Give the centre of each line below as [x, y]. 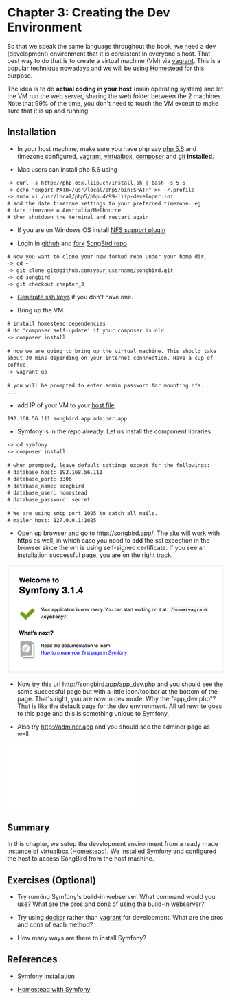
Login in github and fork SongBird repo [72, 243]
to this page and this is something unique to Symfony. [93, 714]
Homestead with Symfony [54, 989]
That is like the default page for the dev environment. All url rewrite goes [119, 706]
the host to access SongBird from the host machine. [81, 859]
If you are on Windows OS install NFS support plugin [91, 230]
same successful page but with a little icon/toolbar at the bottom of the [117, 692]
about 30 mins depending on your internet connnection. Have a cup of [110, 358]
